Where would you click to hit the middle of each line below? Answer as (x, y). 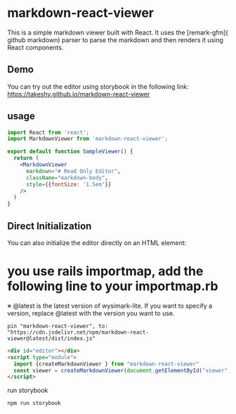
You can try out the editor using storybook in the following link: (98, 87)
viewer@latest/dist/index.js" (52, 338)
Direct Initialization (50, 226)
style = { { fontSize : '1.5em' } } (68, 184)
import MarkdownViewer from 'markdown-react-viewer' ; (88, 139)
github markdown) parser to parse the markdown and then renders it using (115, 39)
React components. (35, 47)
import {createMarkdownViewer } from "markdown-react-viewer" (106, 364)
